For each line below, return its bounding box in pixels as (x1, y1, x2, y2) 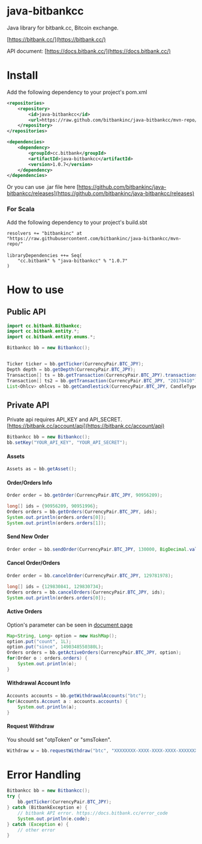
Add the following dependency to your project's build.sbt (7, 219, 147, 226)
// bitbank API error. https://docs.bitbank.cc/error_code (17, 810, 168, 816)
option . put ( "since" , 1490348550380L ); (7, 644, 104, 650)
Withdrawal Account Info (7, 679, 71, 687)
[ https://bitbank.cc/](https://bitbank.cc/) (7, 36, 106, 43)
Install (7, 69, 38, 82)
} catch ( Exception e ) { (7, 821, 69, 827)
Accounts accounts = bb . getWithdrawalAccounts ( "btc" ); (7, 692, 147, 699)
